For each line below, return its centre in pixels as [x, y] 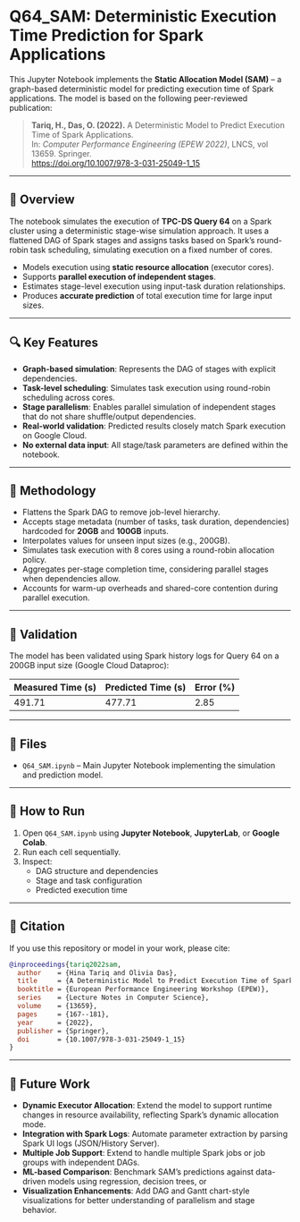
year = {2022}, [55, 1023]
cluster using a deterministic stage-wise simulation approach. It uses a [139, 231]
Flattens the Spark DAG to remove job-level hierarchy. [121, 513]
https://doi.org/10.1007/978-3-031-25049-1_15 [116, 163]
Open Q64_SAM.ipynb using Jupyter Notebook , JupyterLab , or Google [151, 833]
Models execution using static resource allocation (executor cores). [148, 267]
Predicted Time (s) [146, 688]
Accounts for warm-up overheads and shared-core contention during [150, 589]
